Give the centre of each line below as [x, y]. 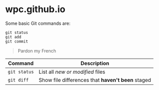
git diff [18, 80]
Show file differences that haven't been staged [95, 80]
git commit [17, 41]
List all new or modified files [72, 72]
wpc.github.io [35, 9]
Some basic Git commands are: [38, 23]
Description [95, 63]
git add [13, 37]
